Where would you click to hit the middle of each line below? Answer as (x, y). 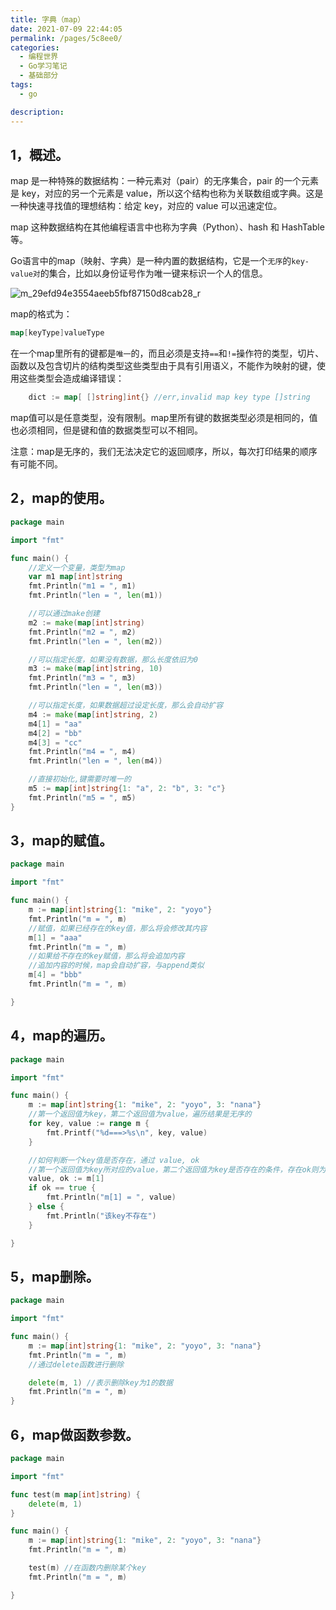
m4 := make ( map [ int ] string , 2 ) (93, 714)
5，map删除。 (55, 1276)
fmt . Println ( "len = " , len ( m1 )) (95, 596)
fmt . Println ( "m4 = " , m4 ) (82, 752)
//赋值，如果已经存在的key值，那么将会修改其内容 (118, 928)
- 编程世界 (39, 57)
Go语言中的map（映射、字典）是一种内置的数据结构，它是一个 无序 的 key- (160, 261)
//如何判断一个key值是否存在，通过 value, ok (114, 1160)
